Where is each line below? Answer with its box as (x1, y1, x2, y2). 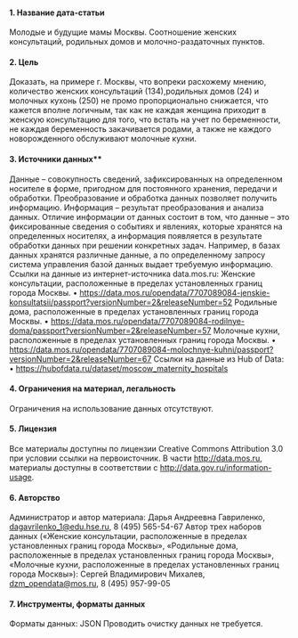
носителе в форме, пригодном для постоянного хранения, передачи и (9, 183, 278, 193)
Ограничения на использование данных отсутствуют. (9, 403, 213, 413)
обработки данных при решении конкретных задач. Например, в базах (9, 240, 281, 250)
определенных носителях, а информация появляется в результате (9, 230, 262, 241)
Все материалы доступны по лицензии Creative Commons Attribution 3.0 (9, 444, 284, 454)
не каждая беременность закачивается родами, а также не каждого (9, 124, 271, 135)
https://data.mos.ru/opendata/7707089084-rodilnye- (50, 315, 246, 326)
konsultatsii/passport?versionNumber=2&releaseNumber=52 (9, 297, 233, 307)
